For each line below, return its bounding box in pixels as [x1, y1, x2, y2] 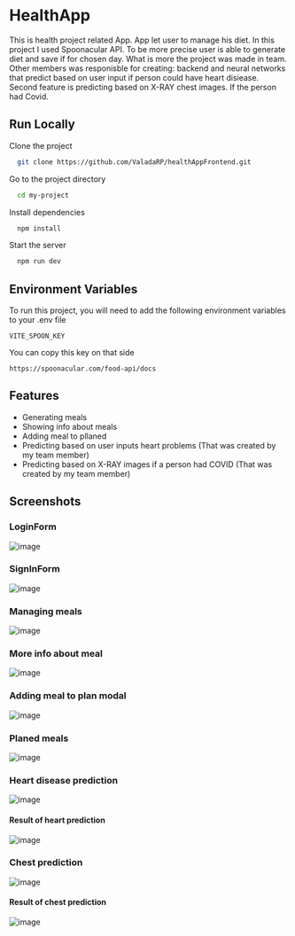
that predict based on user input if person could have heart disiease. [9, 72, 260, 82]
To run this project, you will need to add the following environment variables [9, 305, 286, 316]
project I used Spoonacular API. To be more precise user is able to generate [9, 43, 286, 54]
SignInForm [9, 563, 60, 575]
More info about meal [9, 648, 104, 660]
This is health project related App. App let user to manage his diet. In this [9, 35, 275, 45]
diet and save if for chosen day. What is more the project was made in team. [9, 53, 287, 64]
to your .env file [9, 315, 66, 325]
